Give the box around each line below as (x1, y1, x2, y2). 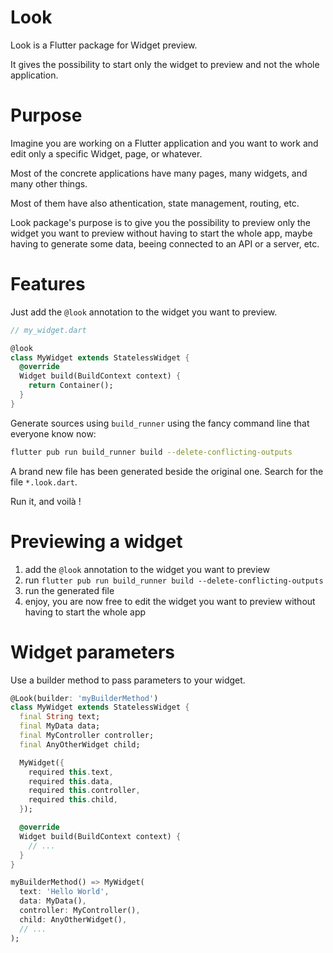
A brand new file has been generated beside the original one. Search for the (10, 465, 324, 477)
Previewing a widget (10, 530, 183, 553)
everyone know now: (10, 427, 97, 440)
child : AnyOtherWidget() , (19, 914, 128, 925)
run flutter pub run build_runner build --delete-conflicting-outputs (24, 574, 324, 586)
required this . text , (28, 767, 114, 777)
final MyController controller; (19, 731, 155, 741)
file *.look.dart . (10, 476, 78, 488)
